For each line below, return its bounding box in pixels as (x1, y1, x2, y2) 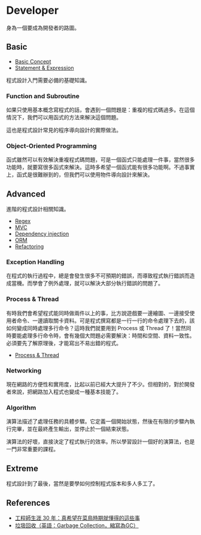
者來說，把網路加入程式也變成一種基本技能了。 (6, 388, 121, 395)
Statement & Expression (14, 64, 74, 71)
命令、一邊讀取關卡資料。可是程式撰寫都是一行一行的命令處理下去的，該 (16, 317, 195, 324)
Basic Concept (14, 58, 51, 65)
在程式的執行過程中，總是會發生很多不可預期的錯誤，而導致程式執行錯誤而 (6, 272, 190, 279)
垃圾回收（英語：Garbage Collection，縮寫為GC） (14, 522, 139, 529)
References (6, 498, 50, 508)
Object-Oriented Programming (6, 141, 97, 150)
